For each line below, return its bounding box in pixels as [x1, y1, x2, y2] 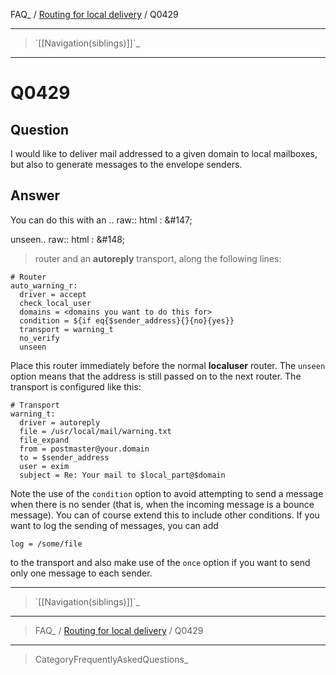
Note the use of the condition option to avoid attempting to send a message [10, 487, 324, 499]
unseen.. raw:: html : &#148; [10, 233, 126, 245]
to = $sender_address [19, 452, 110, 463]
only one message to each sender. [10, 567, 153, 579]
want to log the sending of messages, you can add [10, 519, 219, 531]
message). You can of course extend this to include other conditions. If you [10, 509, 320, 521]
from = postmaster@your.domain [19, 444, 150, 454]
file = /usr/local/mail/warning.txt [19, 426, 172, 436]
